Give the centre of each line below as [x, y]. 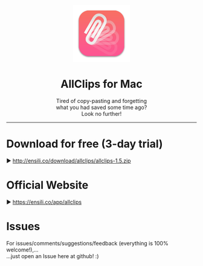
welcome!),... [22, 250]
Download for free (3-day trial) [85, 144]
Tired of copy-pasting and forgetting [101, 101]
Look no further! [101, 113]
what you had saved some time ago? [101, 107]
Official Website [47, 185]
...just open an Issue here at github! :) [53, 256]
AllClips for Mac [101, 84]
